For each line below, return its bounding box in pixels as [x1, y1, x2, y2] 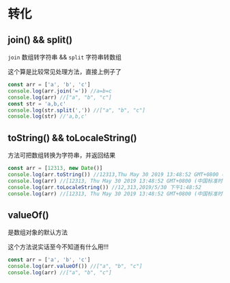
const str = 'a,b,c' [8, 100, 67, 107]
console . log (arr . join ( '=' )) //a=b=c [8, 87, 112, 95]
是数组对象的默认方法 [8, 228, 68, 236]
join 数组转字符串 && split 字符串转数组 [8, 53, 122, 61]
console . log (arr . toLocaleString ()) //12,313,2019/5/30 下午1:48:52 [8, 184, 202, 190]
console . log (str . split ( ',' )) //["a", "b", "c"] [8, 107, 146, 114]
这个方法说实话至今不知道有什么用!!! [8, 243, 109, 251]
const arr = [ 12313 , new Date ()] [8, 165, 103, 172]
